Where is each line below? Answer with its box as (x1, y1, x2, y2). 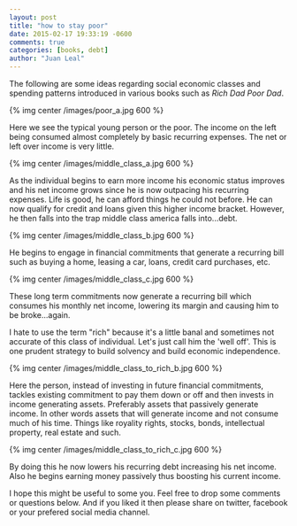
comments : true (9, 37, 65, 47)
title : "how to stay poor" (9, 21, 109, 30)
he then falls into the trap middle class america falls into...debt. (9, 213, 238, 223)
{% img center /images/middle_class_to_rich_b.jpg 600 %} (9, 363, 223, 373)
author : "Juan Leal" (9, 54, 86, 63)
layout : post (9, 12, 57, 22)
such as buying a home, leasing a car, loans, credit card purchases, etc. (9, 257, 271, 267)
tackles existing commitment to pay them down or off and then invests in (9, 390, 274, 399)
